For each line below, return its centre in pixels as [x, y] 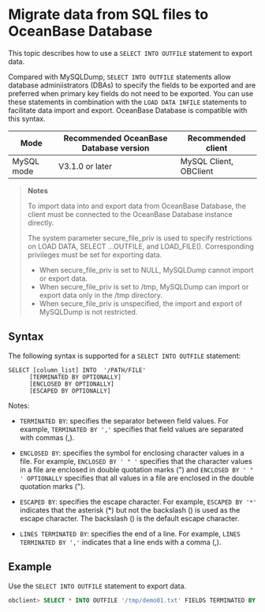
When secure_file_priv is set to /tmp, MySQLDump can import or [144, 286]
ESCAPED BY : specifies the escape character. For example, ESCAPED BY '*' [138, 502]
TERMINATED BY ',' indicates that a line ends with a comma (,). [120, 542]
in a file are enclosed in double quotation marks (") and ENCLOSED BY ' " [136, 469]
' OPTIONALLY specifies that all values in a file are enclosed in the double [137, 478]
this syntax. [27, 118]
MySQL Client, [207, 161]
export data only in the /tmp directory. [101, 295]
